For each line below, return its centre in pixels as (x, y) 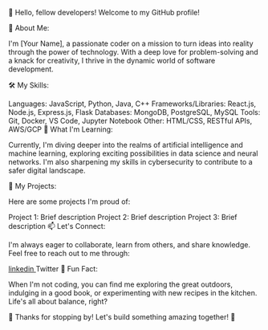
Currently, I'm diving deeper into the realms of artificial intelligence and (126, 145)
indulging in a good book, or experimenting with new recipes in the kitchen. (133, 293)
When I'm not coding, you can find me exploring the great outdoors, (120, 284)
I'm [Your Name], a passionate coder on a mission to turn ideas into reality (131, 43)
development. (31, 69)
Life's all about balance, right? (58, 301)
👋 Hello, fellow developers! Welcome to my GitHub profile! (104, 12)
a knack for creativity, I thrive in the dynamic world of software (112, 61)
